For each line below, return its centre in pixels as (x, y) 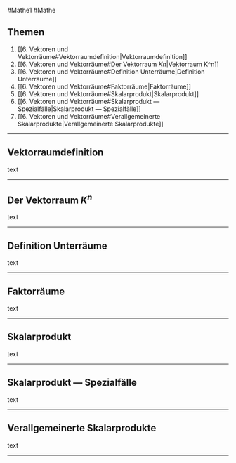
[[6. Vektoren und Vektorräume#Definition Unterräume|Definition (111, 71)
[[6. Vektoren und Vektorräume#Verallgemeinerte (89, 116)
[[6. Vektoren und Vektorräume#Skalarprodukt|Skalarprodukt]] (108, 93)
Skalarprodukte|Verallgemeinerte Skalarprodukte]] (90, 124)
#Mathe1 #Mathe (32, 10)
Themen (26, 32)
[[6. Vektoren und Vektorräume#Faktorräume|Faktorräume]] (104, 86)
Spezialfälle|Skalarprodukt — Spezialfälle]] (79, 109)
